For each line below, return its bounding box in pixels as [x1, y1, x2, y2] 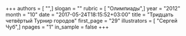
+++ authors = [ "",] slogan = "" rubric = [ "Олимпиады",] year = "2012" [5, 5, 181, 12]
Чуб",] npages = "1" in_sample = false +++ [5, 23, 109, 30]
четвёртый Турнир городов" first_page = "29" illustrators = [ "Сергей [5, 17, 178, 24]
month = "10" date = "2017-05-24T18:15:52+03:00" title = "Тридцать [5, 11, 174, 18]
